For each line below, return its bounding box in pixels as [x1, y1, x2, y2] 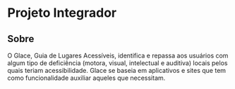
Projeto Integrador [7, 5, 117, 21]
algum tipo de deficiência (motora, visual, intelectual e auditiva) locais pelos [7, 59, 228, 67]
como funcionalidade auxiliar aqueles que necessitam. [7, 74, 166, 82]
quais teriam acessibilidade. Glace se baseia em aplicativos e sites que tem [7, 67, 227, 74]
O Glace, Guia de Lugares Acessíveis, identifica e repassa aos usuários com [7, 51, 229, 60]
